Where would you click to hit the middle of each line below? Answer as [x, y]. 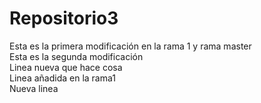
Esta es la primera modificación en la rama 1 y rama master [130, 46]
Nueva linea [34, 88]
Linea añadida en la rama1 [62, 78]
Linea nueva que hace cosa [66, 67]
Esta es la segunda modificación [76, 56]
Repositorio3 [64, 18]
